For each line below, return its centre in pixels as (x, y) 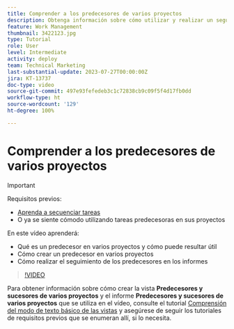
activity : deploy (32, 59)
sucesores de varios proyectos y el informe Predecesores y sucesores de (116, 296)
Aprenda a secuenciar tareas (59, 212)
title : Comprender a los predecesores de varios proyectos (95, 14)
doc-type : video (31, 85)
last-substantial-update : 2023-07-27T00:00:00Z (78, 72)
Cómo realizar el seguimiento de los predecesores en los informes (112, 261)
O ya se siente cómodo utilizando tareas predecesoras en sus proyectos (121, 219)
